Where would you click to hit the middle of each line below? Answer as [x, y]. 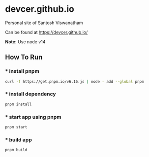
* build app [18, 140]
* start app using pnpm [33, 117]
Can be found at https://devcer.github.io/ [46, 32]
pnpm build [16, 150]
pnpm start [16, 127]
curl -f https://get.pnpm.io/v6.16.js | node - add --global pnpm [74, 81]
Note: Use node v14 [25, 42]
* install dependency [30, 94]
